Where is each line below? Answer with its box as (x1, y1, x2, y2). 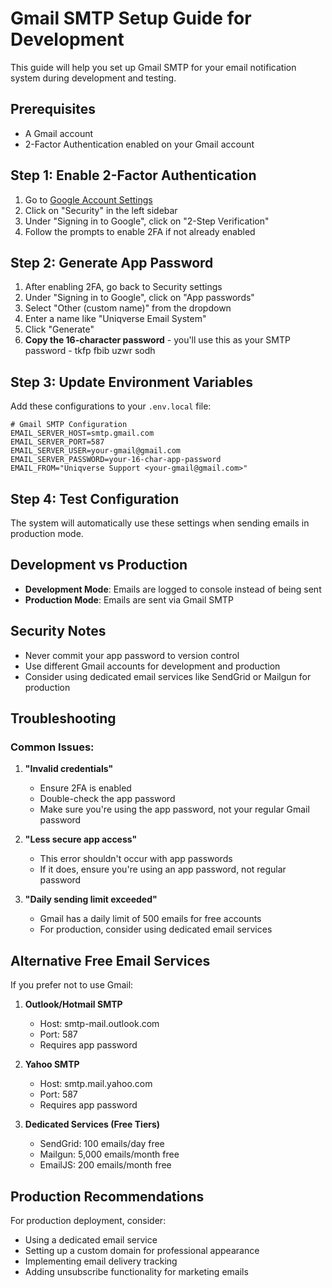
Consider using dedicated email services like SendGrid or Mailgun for (24, 670, 312, 682)
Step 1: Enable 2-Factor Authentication (10, 167, 257, 184)
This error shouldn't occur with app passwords (39, 853, 233, 865)
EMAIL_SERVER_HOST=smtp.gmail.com (10, 428, 155, 439)
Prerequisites (10, 101, 96, 118)
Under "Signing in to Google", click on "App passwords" (24, 292, 255, 304)
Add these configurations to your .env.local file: (10, 400, 212, 412)
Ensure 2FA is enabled (39, 782, 132, 794)
